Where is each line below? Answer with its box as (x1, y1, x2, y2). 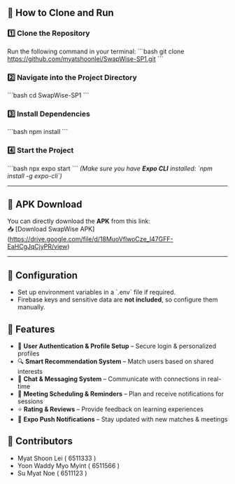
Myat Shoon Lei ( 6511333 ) (17, 454, 97, 462)
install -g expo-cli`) (7, 171, 63, 180)
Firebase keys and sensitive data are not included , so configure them (17, 295, 218, 304)
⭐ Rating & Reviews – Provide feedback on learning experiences (17, 405, 204, 414)
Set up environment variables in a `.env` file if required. (17, 288, 176, 297)
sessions (17, 397, 43, 405)
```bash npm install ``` (7, 128, 69, 136)
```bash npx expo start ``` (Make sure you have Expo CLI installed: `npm (7, 164, 213, 173)
